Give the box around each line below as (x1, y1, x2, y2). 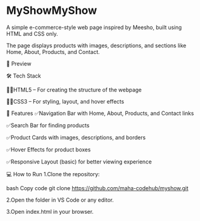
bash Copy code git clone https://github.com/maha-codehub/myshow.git (6, 184, 189, 191)
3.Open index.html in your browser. (6, 208, 94, 215)
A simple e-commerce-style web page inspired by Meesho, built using (6, 24, 182, 31)
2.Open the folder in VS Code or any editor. (6, 196, 114, 203)
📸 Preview (6, 60, 32, 67)
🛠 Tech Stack (6, 72, 41, 79)
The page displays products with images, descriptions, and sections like (6, 42, 187, 49)
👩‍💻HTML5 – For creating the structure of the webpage (6, 86, 142, 93)
